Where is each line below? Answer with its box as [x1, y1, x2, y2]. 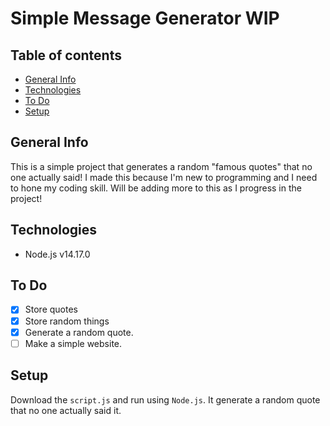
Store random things [24, 315, 110, 327]
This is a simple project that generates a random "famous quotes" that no [10, 160, 313, 172]
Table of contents [10, 47, 122, 64]
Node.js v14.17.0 [24, 248, 91, 260]
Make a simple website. [24, 337, 123, 349]
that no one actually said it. [10, 404, 122, 416]
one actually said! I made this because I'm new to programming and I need [10, 171, 318, 183]
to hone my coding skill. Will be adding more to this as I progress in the [10, 182, 302, 194]
